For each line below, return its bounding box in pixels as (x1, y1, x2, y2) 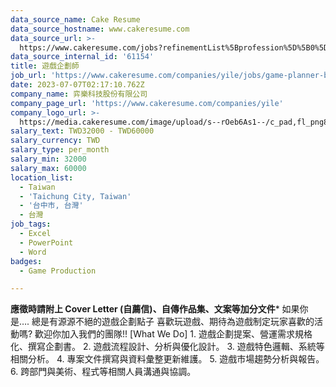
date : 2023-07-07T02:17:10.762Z (10, 80, 145, 90)
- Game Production (19, 266, 97, 276)
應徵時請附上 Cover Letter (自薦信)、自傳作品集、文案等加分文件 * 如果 (10, 303, 300, 315)
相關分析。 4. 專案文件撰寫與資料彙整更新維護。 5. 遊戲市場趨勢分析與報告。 (10, 353, 325, 365)
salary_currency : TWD (10, 136, 101, 146)
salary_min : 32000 (10, 154, 87, 164)
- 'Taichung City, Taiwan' (19, 191, 132, 201)
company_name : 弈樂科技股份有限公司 (10, 89, 148, 99)
